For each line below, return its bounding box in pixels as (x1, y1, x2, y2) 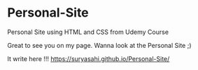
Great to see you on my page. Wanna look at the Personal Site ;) (7, 41, 192, 49)
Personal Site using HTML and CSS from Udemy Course (7, 28, 169, 36)
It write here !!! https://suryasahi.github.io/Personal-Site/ (7, 54, 170, 63)
